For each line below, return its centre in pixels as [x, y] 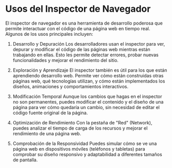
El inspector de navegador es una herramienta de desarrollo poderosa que [84, 23]
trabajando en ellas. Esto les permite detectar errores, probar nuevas [85, 55]
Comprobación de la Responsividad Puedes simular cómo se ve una [85, 143]
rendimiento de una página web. [47, 133]
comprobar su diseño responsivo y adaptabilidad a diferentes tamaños [88, 154]
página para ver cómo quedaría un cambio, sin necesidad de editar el [86, 107]
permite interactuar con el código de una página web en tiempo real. [78, 28]
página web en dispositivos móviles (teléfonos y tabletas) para [79, 149]
